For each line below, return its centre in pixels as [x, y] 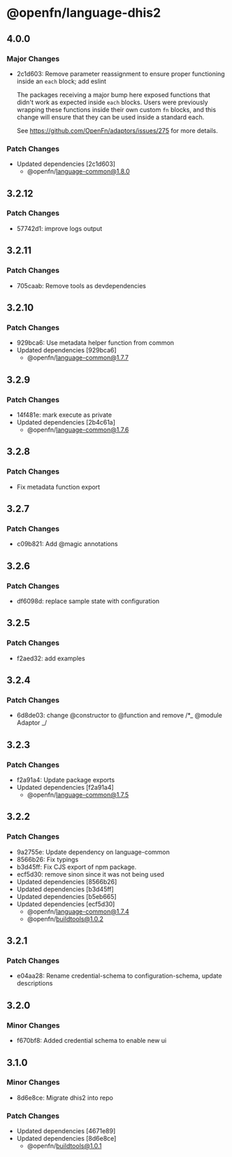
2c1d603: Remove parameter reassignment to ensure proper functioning [121, 73]
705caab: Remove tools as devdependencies [81, 285]
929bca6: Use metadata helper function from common [95, 343]
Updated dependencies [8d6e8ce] [66, 1139]
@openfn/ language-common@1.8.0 [78, 171]
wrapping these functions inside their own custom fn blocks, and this [116, 109]
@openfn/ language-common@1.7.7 [78, 357]
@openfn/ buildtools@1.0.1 [64, 1146]
